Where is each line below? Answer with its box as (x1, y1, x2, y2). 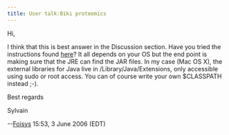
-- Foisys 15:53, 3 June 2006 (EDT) (7, 119, 106, 128)
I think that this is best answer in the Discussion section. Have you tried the (7, 42, 221, 51)
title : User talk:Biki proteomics (7, 10, 107, 17)
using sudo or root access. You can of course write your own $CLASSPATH (7, 72, 222, 80)
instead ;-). (7, 79, 39, 87)
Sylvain (7, 106, 28, 114)
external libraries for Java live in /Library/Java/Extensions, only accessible (7, 64, 219, 73)
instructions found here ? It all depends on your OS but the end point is (7, 50, 208, 58)
